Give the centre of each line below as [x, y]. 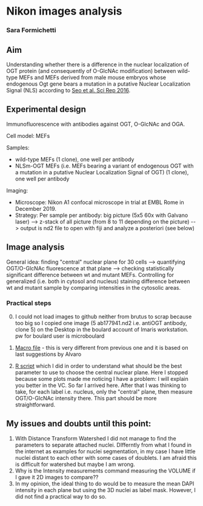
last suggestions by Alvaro [48, 354]
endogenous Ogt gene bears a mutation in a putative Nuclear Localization [98, 84]
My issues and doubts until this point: [79, 424]
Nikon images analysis [64, 11]
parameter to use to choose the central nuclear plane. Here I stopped [101, 372]
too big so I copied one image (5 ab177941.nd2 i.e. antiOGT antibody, [101, 323]
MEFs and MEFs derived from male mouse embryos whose [93, 77]
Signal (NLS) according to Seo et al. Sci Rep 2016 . [68, 90]
